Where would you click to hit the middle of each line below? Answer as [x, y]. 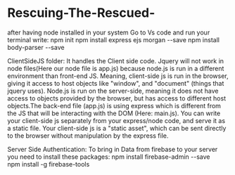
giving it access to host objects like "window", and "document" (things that [116, 83]
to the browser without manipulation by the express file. [88, 136]
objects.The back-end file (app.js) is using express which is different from [114, 105]
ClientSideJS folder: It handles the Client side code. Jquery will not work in [115, 60]
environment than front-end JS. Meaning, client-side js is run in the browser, [118, 76]
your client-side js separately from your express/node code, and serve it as [116, 120]
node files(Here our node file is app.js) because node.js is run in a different [116, 68]
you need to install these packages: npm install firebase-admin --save [109, 157]
